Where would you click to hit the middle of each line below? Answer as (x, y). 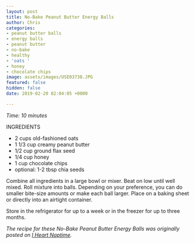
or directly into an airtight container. (49, 199)
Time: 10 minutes (27, 115)
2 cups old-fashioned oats (46, 138)
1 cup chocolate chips (41, 163)
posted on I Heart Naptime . (39, 235)
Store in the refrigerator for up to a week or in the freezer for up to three (93, 211)
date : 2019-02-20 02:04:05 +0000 (47, 93)
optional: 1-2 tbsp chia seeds (49, 169)
